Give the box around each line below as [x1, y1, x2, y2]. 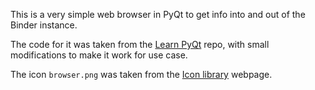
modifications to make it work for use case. [10, 49, 188, 61]
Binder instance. [10, 19, 78, 31]
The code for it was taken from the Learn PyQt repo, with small [10, 39, 270, 50]
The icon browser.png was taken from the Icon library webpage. [10, 69, 273, 80]
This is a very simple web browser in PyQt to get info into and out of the [10, 9, 306, 20]
